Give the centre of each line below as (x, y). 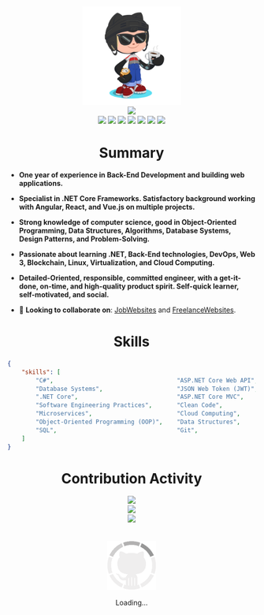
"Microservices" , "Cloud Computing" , (138, 414)
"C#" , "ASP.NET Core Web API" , (147, 380)
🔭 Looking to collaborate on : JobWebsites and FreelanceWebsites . (127, 310)
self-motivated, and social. (64, 294)
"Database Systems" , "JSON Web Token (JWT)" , (147, 389)
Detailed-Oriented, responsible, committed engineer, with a (118, 278)
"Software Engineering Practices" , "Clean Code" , (129, 405)
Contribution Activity (132, 478)
